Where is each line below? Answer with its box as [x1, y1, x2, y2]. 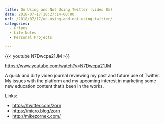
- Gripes [9, 26, 28, 31]
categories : [5, 21, 30, 26]
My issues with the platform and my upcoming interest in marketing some [5, 78, 156, 84]
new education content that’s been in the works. [5, 83, 104, 89]
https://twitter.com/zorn [12, 102, 61, 108]
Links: [5, 93, 17, 99]
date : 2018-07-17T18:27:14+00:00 [5, 12, 75, 17]
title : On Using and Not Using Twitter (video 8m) [5, 7, 113, 12]
